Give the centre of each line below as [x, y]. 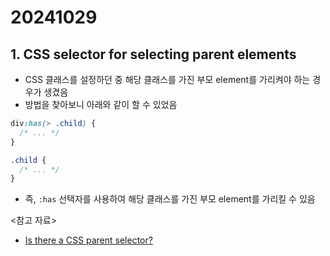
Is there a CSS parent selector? [88, 240]
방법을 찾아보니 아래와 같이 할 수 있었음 [101, 104]
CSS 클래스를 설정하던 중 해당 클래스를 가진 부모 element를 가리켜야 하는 [167, 79]
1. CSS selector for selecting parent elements [153, 54]
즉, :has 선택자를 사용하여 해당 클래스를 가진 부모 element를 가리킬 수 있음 [170, 199]
